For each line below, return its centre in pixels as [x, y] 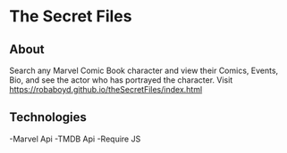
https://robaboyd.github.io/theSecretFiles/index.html [106, 89]
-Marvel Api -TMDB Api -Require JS [75, 139]
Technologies [48, 117]
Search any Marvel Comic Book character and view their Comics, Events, [144, 70]
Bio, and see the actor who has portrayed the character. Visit [121, 80]
